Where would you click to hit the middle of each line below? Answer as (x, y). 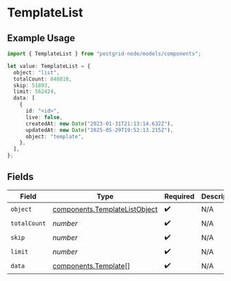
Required (179, 196)
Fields (21, 177)
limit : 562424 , (35, 92)
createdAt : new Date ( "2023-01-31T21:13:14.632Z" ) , (99, 124)
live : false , (44, 117)
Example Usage (41, 38)
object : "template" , (55, 136)
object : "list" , (36, 72)
